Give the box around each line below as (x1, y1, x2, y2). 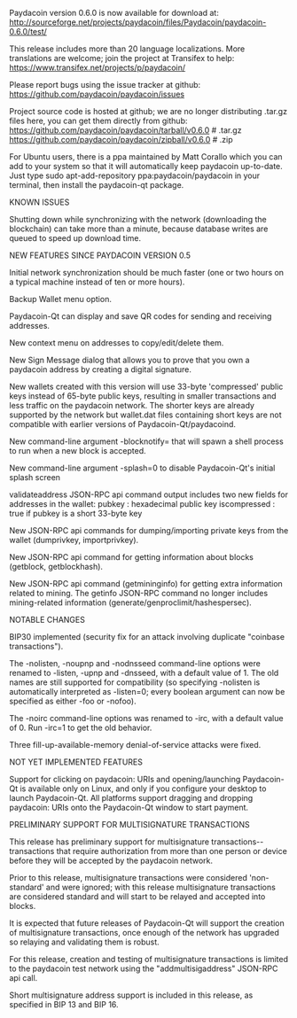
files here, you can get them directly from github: (9, 115, 188, 126)
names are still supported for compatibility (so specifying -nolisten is (9, 677, 261, 688)
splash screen (9, 472, 60, 482)
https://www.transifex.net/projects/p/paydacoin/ (9, 62, 186, 73)
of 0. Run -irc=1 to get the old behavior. (9, 722, 152, 733)
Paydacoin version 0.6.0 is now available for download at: (9, 8, 219, 18)
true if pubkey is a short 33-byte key (9, 509, 143, 518)
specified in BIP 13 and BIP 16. (9, 999, 119, 1009)
